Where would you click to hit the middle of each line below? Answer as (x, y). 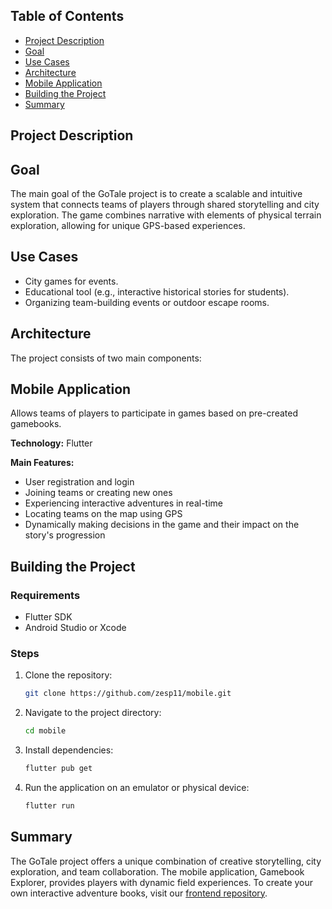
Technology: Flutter (51, 443)
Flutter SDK (48, 617)
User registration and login (79, 482)
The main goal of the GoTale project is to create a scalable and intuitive (156, 194)
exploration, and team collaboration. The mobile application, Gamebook (157, 871)
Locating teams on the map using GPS (103, 514)
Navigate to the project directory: (93, 713)
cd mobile (45, 731)
